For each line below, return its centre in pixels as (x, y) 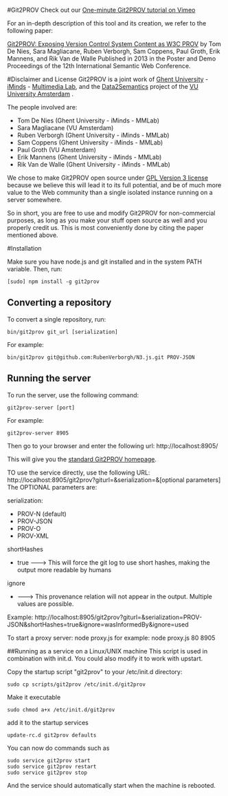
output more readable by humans (64, 569)
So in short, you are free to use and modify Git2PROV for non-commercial (111, 213)
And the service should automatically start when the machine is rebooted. (112, 785)
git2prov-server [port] (41, 408)
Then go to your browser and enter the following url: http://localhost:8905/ (113, 446)
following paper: (30, 31)
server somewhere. (35, 200)
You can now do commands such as (58, 748)
